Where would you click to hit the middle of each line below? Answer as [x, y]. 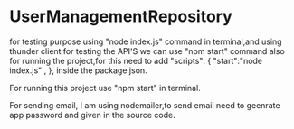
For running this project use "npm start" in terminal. [105, 88]
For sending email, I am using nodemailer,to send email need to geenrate [145, 105]
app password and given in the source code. [92, 115]
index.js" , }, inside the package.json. [78, 70]
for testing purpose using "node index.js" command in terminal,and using [146, 41]
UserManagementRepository [121, 17]
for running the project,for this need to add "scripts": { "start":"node [136, 60]
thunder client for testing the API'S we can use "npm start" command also [147, 51]
